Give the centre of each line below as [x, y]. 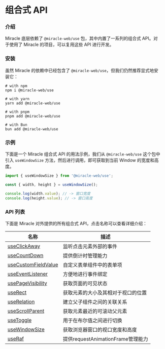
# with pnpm [17, 112]
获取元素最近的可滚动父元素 [95, 311]
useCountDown [26, 255]
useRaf [16, 339]
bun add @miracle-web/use [32, 129]
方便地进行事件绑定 [85, 274]
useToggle [20, 320]
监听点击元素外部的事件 [90, 246]
